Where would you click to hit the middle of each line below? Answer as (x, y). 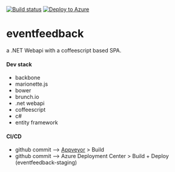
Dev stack (19, 64)
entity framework (37, 123)
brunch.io (27, 97)
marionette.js (31, 84)
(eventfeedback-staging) (46, 162)
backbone (28, 78)
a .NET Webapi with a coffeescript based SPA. (64, 50)
